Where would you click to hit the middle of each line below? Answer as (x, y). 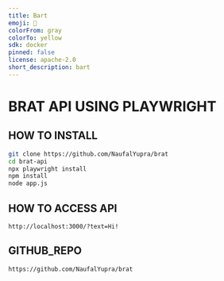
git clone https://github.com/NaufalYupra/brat (89, 154)
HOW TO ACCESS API (63, 208)
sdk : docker (28, 45)
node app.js (28, 183)
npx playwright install (48, 169)
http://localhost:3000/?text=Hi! (64, 226)
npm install (28, 176)
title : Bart (28, 15)
